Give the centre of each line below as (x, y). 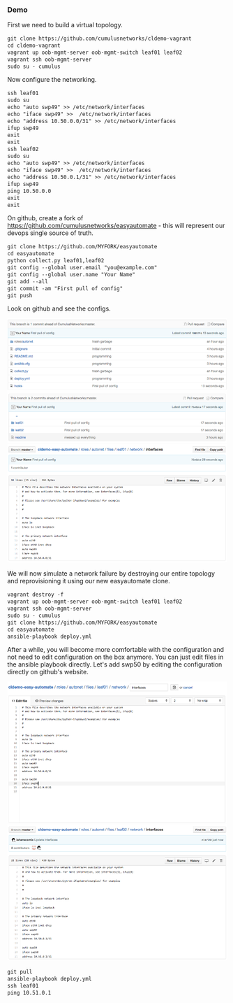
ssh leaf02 (23, 149)
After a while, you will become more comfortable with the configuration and (116, 650)
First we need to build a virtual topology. (65, 25)
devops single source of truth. (51, 233)
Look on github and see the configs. (59, 308)
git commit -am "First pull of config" (65, 289)
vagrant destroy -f (36, 595)
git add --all (28, 282)
